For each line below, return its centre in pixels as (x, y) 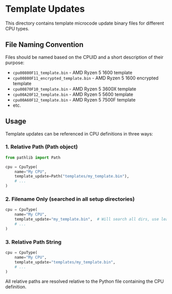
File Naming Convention (44, 45)
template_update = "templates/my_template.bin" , (65, 262)
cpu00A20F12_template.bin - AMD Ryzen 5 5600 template (73, 94)
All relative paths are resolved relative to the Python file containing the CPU (84, 281)
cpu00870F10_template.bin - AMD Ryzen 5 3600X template (74, 89)
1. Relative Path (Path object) (42, 147)
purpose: (15, 63)
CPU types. (17, 28)
